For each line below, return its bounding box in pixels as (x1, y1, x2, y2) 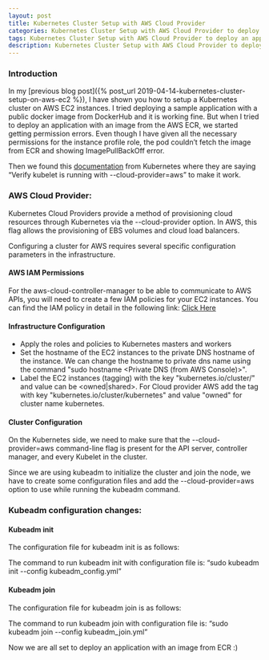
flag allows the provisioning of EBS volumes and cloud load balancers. (8, 226, 240, 235)
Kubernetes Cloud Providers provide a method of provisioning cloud (8, 208, 233, 218)
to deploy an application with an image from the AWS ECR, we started (8, 120, 239, 130)
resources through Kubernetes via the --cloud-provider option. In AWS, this (8, 217, 258, 226)
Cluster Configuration (8, 417, 82, 426)
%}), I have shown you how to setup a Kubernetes (72, 95, 238, 104)
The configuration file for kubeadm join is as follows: (8, 603, 182, 613)
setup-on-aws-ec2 (8, 95, 71, 104)
